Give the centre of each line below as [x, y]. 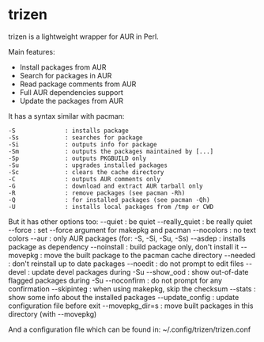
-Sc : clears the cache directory [86, 172]
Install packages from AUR [63, 67]
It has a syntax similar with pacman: [66, 116]
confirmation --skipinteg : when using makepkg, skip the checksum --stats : [132, 289]
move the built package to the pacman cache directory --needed [149, 255]
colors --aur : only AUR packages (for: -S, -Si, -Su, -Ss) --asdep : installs [127, 238]
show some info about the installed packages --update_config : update [124, 297]
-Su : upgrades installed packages [88, 165]
